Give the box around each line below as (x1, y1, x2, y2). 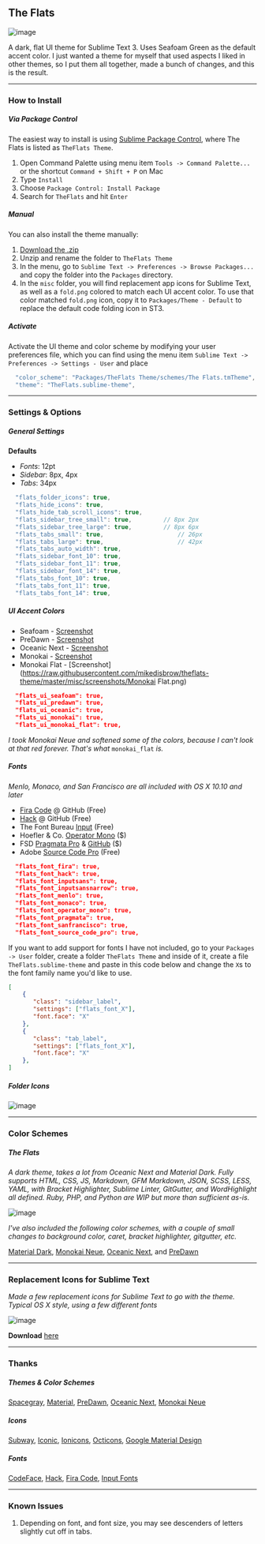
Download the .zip (19, 245, 79, 254)
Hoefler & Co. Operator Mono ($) (19, 830, 127, 840)
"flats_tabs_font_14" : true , (15, 589, 111, 597)
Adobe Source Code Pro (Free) (19, 847, 121, 856)
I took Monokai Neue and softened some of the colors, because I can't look (8, 735, 254, 744)
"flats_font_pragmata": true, (15, 913, 114, 922)
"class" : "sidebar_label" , (32, 998, 122, 1006)
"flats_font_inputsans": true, (15, 877, 118, 885)
